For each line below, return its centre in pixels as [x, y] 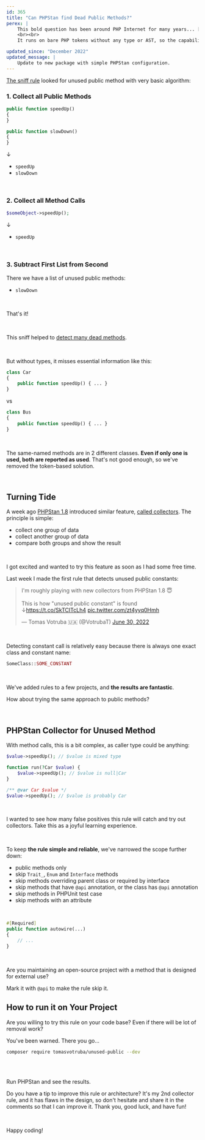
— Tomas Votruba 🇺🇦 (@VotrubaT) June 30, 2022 [85, 622]
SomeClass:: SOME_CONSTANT [39, 664]
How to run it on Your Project [62, 1007]
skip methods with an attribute [53, 900]
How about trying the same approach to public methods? [78, 700]
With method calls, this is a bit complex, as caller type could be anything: [98, 746]
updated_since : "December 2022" [47, 52]
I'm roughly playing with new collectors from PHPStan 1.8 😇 [97, 591]
